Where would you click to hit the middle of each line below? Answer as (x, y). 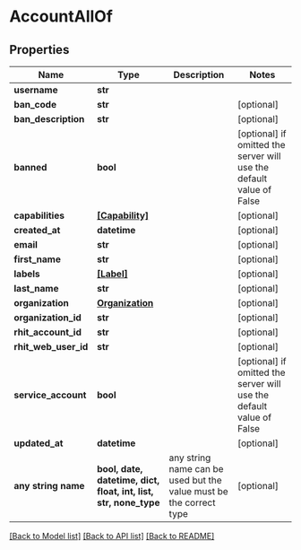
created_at (37, 230)
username (36, 90)
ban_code (35, 105)
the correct (192, 502)
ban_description (49, 119)
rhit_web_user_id (51, 347)
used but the (195, 480)
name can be (196, 469)
